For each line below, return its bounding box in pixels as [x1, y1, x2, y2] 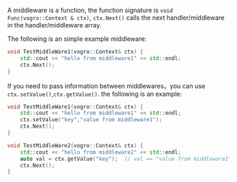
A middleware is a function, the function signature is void [7, 6, 174, 14]
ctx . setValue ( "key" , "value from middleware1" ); [20, 116, 162, 123]
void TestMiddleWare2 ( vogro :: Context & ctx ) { [7, 142, 143, 149]
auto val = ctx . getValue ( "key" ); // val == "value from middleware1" [20, 155, 232, 162]
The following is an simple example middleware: [7, 35, 147, 43]
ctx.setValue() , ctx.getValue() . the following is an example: [7, 90, 182, 98]
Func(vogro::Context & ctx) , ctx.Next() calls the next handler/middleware [7, 13, 225, 22]
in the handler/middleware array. [7, 21, 102, 29]
